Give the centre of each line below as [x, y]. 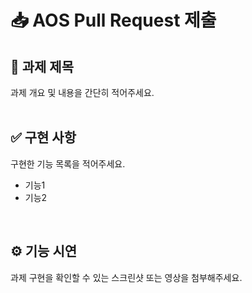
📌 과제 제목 [42, 66]
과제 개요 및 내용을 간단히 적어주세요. [82, 92]
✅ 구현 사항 [43, 137]
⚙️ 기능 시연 [44, 251]
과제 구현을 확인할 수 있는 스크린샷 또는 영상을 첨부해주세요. [126, 277]
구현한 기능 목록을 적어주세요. [68, 163]
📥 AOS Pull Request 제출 [113, 20]
